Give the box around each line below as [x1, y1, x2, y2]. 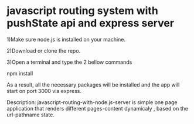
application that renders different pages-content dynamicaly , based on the [6, 105, 188, 112]
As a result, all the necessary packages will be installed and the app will [6, 81, 180, 88]
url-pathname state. [6, 111, 55, 118]
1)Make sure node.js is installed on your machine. [6, 36, 125, 43]
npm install [6, 70, 33, 77]
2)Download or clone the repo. [6, 47, 81, 54]
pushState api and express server [6, 16, 175, 30]
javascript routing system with [6, 4, 159, 18]
